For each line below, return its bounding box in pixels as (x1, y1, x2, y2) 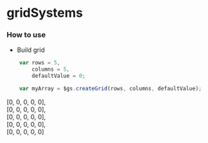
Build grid (16, 46, 45, 54)
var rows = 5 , (19, 60, 60, 67)
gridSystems (6, 5, 84, 21)
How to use (6, 30, 46, 40)
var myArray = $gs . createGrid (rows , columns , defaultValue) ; (19, 86, 202, 93)
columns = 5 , (32, 66, 70, 73)
